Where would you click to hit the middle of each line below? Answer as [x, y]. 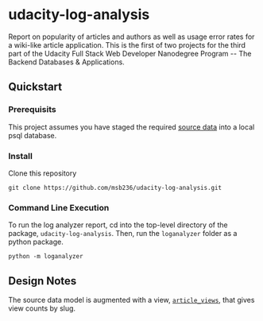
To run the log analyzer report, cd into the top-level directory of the [118, 225]
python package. [36, 242]
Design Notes [43, 281]
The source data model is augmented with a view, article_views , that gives [131, 300]
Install [21, 156]
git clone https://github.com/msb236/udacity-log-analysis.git [115, 188]
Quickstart [35, 87]
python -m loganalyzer [46, 257]
